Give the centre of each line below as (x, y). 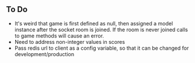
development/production (44, 54)
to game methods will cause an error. (59, 36)
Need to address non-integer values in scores (70, 42)
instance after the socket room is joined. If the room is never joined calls (101, 29)
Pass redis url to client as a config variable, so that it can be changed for (102, 48)
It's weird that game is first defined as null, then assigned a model (94, 23)
